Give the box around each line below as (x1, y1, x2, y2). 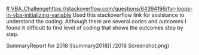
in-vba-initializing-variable (6, 11, 72, 19)
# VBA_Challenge (6, 5, 49, 12)
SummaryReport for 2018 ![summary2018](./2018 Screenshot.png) (6, 42, 170, 49)
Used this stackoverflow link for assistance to (72, 11, 185, 19)
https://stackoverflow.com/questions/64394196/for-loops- (48, 5, 193, 12)
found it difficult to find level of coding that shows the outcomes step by (6, 24, 183, 31)
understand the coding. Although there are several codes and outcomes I (6, 18, 186, 25)
